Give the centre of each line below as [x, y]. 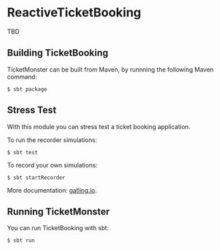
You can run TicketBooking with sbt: [58, 228]
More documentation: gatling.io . [52, 190]
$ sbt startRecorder [37, 178]
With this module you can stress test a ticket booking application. [99, 126]
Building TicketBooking [58, 53]
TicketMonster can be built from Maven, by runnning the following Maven [110, 69]
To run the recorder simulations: [52, 140]
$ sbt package [27, 89]
